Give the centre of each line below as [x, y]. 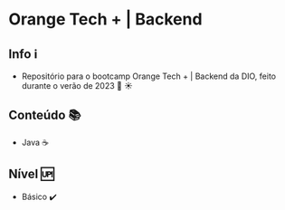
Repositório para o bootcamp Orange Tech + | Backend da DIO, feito [149, 76]
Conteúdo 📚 [45, 115]
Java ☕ [35, 142]
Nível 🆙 [32, 174]
